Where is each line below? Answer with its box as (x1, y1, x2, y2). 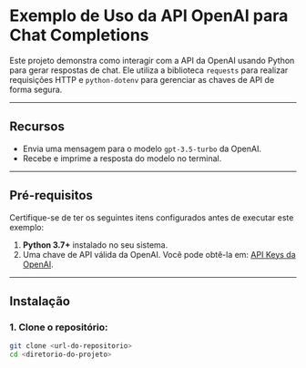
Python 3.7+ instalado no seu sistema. (22, 239, 168, 250)
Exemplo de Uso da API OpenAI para (9, 5, 289, 26)
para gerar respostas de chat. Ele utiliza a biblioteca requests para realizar (9, 65, 289, 76)
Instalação (9, 293, 71, 309)
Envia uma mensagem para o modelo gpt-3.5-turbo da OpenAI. (22, 143, 262, 154)
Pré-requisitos (9, 188, 94, 203)
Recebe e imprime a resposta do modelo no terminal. (22, 152, 222, 164)
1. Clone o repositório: (9, 321, 108, 333)
